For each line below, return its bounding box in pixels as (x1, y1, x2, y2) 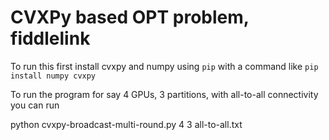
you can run (10, 99, 60, 111)
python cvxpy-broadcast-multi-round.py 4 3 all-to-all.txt (10, 118, 243, 130)
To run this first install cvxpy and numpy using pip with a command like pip (10, 60, 319, 72)
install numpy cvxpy (10, 71, 97, 81)
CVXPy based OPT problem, (10, 6, 250, 29)
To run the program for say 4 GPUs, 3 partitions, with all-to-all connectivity (10, 88, 319, 100)
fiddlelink (10, 27, 91, 50)
